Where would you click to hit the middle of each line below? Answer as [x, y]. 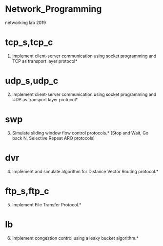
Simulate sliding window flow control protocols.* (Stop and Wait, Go [80, 133]
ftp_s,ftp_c [27, 191]
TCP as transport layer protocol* [45, 61]
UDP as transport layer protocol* [45, 99]
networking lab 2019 [26, 22]
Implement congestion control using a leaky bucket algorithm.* [75, 238]
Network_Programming [53, 9]
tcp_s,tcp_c [29, 42]
